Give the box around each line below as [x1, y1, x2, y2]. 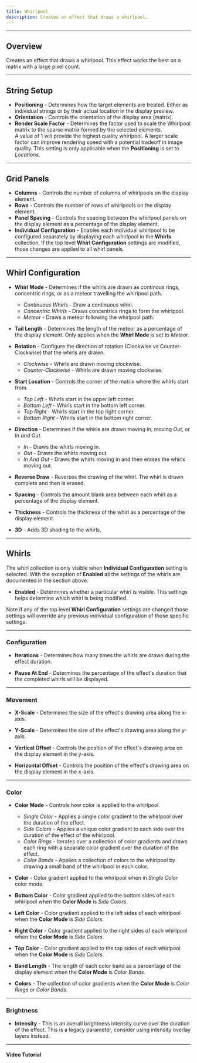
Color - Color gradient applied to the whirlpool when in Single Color [14, 874, 178, 882]
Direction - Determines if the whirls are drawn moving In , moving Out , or [14, 425, 191, 432]
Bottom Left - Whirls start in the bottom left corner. [23, 402, 146, 409]
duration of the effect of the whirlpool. [23, 832, 116, 839]
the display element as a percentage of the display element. [14, 220, 159, 227]
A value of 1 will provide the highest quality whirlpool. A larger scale [14, 133, 178, 140]
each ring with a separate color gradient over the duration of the [23, 844, 179, 852]
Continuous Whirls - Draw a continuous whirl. [23, 301, 134, 308]
